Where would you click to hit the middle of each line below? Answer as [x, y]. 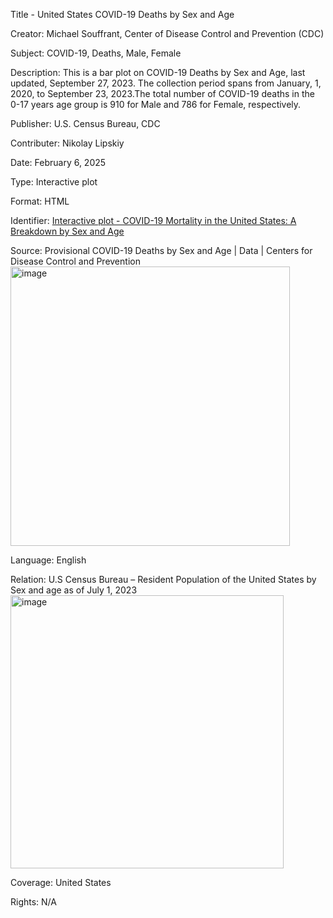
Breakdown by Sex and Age [67, 231]
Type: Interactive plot [54, 182]
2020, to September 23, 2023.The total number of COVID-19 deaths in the [162, 93]
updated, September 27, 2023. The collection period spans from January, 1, [166, 83]
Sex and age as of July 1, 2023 [74, 590]
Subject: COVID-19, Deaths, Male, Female [96, 53]
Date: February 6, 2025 [58, 162]
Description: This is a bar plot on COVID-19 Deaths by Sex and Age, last [158, 72]
